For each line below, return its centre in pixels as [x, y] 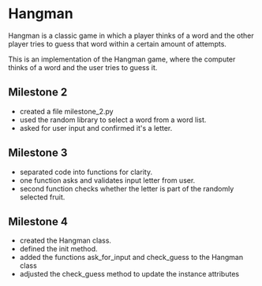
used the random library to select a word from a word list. [113, 120]
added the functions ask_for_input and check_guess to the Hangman [131, 258]
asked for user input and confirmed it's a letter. [96, 128]
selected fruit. [42, 197]
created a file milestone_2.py [66, 111]
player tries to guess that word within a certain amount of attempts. [118, 43]
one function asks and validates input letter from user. [107, 180]
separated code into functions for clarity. [86, 172]
